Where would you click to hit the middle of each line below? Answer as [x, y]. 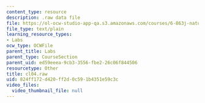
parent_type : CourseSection [42, 57]
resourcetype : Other [33, 68]
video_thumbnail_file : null [48, 91]
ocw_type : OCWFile [30, 46]
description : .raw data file [43, 18]
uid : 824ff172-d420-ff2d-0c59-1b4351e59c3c [63, 79]
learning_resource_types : [39, 35]
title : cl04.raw [27, 74]
